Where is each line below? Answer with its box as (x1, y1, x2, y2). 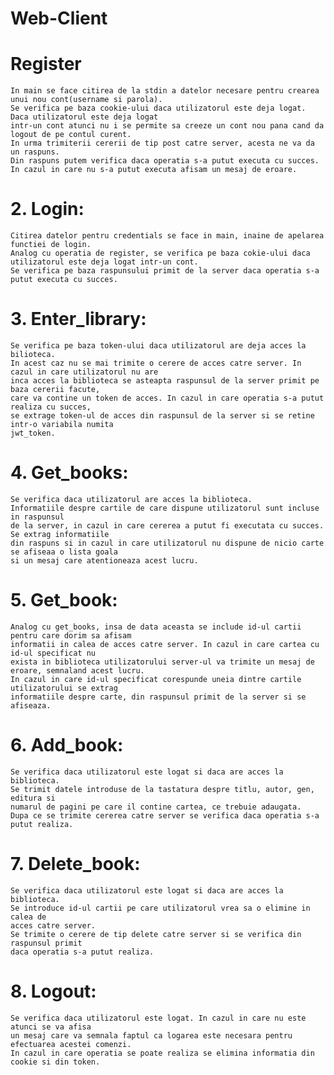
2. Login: (10, 198, 85, 221)
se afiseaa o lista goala (10, 547, 118, 557)
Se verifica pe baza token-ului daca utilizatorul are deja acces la (10, 341, 307, 351)
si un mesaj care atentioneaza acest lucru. (10, 555, 199, 566)
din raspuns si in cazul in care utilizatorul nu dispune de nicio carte (10, 538, 325, 548)
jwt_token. (10, 428, 56, 438)
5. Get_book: (10, 589, 118, 612)
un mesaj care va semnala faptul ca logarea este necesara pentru (10, 1030, 293, 1041)
